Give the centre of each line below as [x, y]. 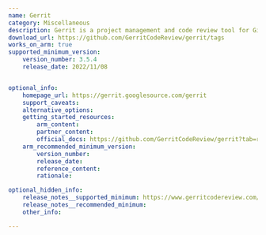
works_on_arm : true [40, 45]
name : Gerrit [30, 15]
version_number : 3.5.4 [60, 60]
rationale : [55, 176]
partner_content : [65, 132]
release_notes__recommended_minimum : [85, 205]
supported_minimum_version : [55, 52]
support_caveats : [51, 103]
